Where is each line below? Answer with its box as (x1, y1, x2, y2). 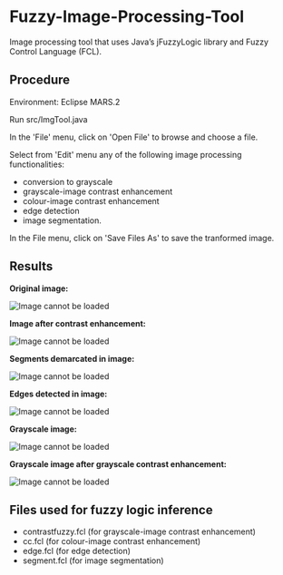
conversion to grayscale (22, 176, 113, 187)
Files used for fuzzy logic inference (9, 502, 213, 518)
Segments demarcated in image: (9, 353, 135, 364)
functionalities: (9, 159, 65, 170)
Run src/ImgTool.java (9, 113, 88, 124)
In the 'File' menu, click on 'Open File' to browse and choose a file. (9, 132, 259, 142)
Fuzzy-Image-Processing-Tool (9, 6, 245, 27)
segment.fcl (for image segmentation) (22, 555, 165, 566)
